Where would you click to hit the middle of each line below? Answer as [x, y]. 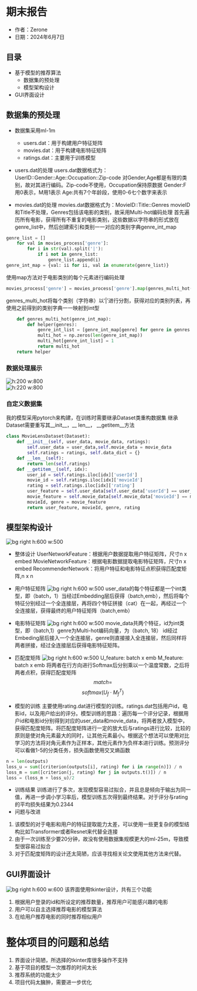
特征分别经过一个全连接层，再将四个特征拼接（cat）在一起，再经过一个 [101, 603]
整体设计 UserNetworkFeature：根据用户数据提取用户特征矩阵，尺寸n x [101, 554]
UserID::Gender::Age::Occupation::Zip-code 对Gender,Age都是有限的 [98, 177]
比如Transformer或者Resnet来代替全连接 [69, 832]
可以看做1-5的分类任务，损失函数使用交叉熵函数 [72, 750]
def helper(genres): [52, 325]
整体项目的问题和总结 [58, 943]
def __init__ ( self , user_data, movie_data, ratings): [84, 442]
